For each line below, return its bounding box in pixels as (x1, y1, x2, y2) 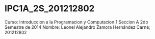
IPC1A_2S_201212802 (4, 3, 95, 14)
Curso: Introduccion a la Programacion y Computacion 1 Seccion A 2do (4, 19, 148, 25)
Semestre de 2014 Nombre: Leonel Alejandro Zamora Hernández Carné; (4, 24, 151, 30)
